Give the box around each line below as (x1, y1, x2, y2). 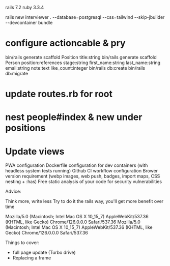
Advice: (5, 188, 21, 195)
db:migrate (5, 70, 29, 76)
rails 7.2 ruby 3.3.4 (5, 5, 44, 10)
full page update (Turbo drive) (12, 249, 76, 256)
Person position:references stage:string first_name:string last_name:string (5, 60, 161, 66)
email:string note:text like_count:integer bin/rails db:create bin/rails (5, 65, 146, 71)
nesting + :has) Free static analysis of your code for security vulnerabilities (5, 179, 162, 185)
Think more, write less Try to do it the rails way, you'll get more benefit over (5, 198, 164, 204)
